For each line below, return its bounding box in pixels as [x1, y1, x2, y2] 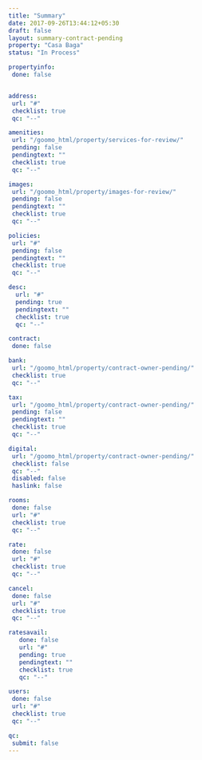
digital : [8, 445, 38, 453]
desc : [8, 283, 26, 291]
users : [8, 687, 30, 695]
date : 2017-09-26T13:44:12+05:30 [8, 19, 120, 27]
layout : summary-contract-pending [8, 34, 124, 42]
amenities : [8, 129, 45, 137]
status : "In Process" [8, 49, 81, 57]
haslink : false [11, 482, 62, 490]
